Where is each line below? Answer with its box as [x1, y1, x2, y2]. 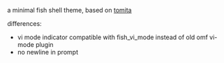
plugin [36, 41, 54, 48]
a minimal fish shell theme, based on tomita [7, 6, 132, 14]
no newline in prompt [17, 48, 79, 56]
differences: [7, 20, 42, 27]
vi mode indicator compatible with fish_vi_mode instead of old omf [17, 33, 208, 41]
